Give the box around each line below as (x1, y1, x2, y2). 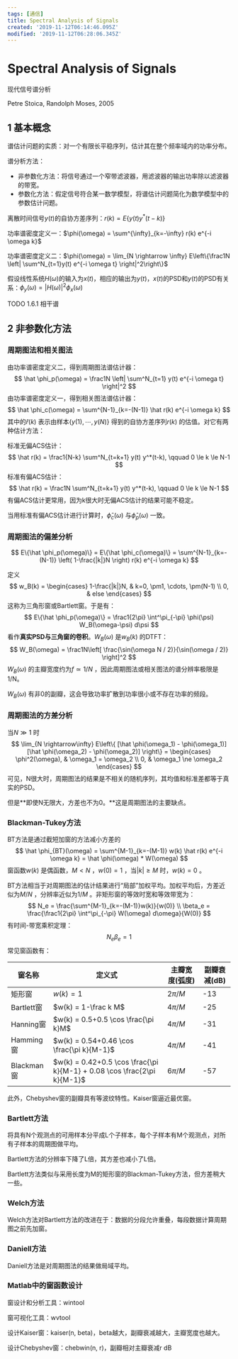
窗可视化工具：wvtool (7, 1313, 71, 1321)
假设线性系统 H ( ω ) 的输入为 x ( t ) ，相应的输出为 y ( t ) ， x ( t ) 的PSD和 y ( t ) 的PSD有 (7, 274, 223, 282)
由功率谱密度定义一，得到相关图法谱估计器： (7, 394, 138, 402)
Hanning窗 (11, 1019, 46, 1029)
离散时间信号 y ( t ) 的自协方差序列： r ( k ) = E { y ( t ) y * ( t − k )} (7, 213, 166, 222)
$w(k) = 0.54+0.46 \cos (52, 1036, 135, 1045)
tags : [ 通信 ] (7, 10, 44, 18)
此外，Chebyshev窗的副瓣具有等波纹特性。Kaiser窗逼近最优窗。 (7, 1094, 195, 1102)
